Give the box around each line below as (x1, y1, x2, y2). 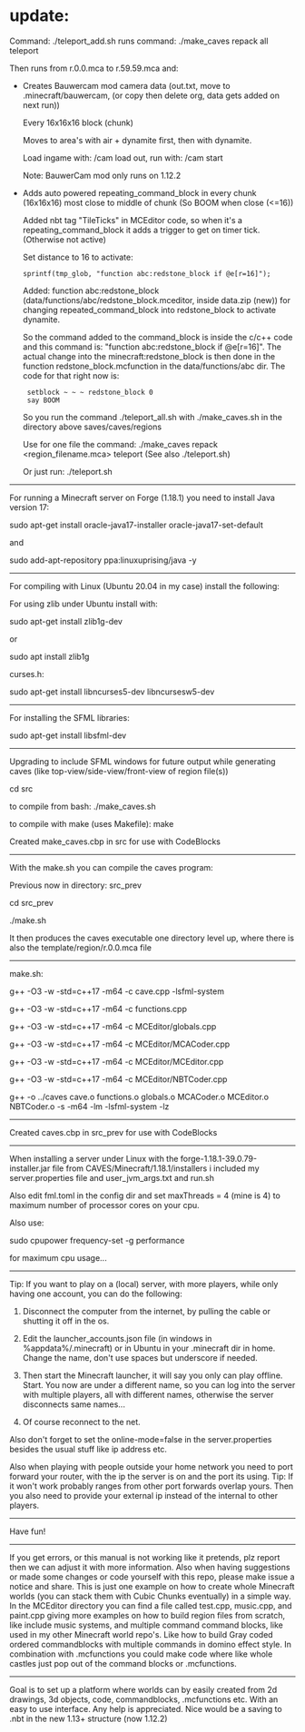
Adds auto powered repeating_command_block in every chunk (22, 187, 257, 198)
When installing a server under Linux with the (9, 1153, 179, 1164)
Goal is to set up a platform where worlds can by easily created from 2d (9, 1684, 278, 1695)
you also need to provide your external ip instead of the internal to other (9, 1490, 279, 1501)
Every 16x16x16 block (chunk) (22, 117, 134, 128)
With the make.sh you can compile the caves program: (9, 861, 213, 872)
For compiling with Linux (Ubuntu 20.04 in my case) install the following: (9, 580, 280, 591)
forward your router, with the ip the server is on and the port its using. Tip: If (9, 1471, 293, 1481)
